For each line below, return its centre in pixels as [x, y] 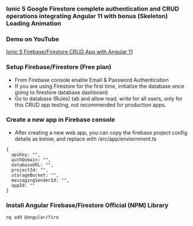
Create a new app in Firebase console [61, 120]
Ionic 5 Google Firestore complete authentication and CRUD [93, 9]
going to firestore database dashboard [61, 92]
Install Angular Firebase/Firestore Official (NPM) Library [87, 205]
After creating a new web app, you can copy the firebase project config [101, 132]
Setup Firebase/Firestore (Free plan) [59, 67]
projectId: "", [30, 170]
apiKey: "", [26, 155]
